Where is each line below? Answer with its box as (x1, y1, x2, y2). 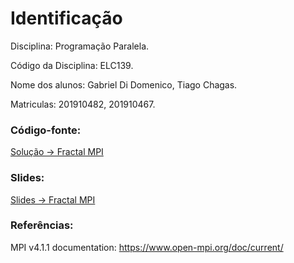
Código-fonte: (10, 123, 82, 137)
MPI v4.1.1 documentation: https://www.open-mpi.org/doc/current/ (10, 241, 284, 253)
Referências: (10, 218, 74, 232)
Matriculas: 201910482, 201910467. (10, 98, 156, 110)
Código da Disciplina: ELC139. (10, 59, 134, 71)
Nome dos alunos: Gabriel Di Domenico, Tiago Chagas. (10, 78, 238, 91)
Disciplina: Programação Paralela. (10, 40, 150, 52)
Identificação (10, 7, 123, 30)
